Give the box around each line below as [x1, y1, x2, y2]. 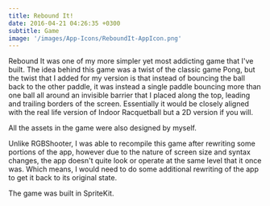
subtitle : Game [8, 27, 60, 35]
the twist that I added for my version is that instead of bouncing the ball [8, 73, 246, 83]
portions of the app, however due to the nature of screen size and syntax [8, 147, 251, 157]
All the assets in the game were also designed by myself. [8, 123, 197, 133]
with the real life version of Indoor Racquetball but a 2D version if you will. [8, 108, 254, 117]
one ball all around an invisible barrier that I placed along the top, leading [8, 90, 251, 101]
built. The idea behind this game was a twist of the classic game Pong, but [8, 65, 255, 75]
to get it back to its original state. [8, 173, 118, 183]
